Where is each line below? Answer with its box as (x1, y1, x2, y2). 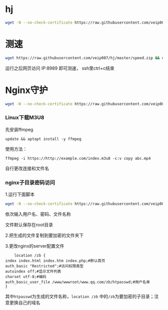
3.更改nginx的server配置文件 (5, 243, 64, 249)
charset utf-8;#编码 (5, 274, 46, 279)
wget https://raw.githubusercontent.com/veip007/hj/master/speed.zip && (5, 55, 160, 61)
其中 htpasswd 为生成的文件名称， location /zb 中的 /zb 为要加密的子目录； (5, 293, 154, 299)
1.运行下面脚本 (5, 191, 35, 197)
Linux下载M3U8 (5, 114, 44, 121)
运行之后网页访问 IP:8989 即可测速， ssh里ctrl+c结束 (5, 65, 115, 71)
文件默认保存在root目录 (5, 221, 53, 227)
